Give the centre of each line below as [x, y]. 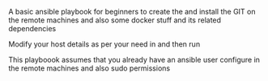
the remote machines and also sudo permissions [89, 68]
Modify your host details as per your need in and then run [104, 44]
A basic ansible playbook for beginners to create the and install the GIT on [132, 12]
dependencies [32, 28]
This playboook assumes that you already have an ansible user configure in [134, 60]
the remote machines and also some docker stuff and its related [115, 20]
